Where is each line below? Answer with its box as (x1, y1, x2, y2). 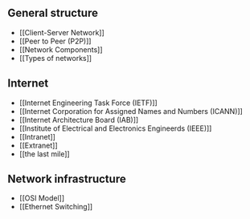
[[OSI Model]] (18, 193, 65, 203)
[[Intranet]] (18, 132, 55, 141)
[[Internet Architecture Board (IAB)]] (18, 115, 139, 124)
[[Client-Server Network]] (18, 27, 105, 37)
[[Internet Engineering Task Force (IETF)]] (18, 98, 158, 107)
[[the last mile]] (18, 148, 70, 159)
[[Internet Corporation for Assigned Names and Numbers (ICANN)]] (18, 106, 243, 116)
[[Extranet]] (18, 140, 58, 150)
